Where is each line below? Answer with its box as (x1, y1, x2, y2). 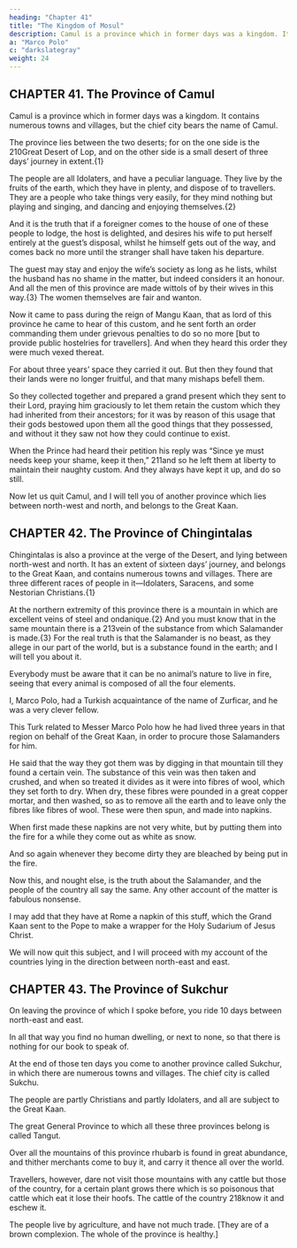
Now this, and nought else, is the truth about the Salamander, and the (9, 874, 263, 886)
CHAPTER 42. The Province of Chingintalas (9, 526, 253, 541)
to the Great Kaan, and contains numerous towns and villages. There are (9, 568, 273, 578)
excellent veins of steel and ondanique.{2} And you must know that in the (9, 613, 277, 624)
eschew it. (9, 1202, 47, 1213)
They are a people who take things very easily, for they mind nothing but (9, 191, 273, 202)
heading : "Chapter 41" (9, 12, 93, 22)
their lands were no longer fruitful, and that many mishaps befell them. (9, 373, 265, 384)
